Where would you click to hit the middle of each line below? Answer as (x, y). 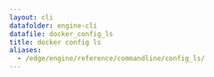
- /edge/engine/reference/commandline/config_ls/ (111, 58)
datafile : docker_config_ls (62, 34)
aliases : (25, 50)
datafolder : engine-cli (53, 26)
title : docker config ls (55, 42)
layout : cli (31, 17)
